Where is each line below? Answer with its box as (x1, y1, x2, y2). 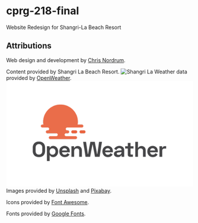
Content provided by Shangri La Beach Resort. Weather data (6, 68, 188, 75)
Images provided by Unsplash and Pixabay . (6, 188, 111, 195)
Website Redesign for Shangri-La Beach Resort (6, 24, 122, 31)
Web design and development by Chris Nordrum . (6, 56, 126, 63)
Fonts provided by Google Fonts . (6, 210, 86, 217)
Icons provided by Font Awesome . (6, 199, 90, 206)
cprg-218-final (6, 4, 79, 18)
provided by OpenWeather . (6, 74, 72, 81)
